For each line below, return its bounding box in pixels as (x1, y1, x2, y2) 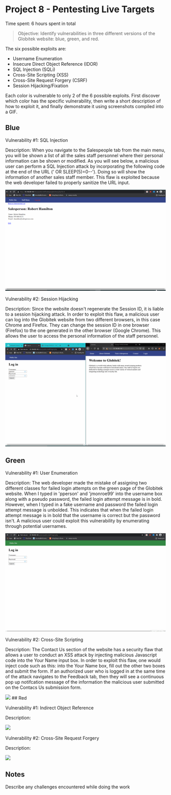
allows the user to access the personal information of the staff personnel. (5, 333, 159, 339)
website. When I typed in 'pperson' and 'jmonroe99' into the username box (5, 491, 163, 497)
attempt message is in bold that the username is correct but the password (5, 512, 160, 518)
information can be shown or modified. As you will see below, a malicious (5, 158, 159, 164)
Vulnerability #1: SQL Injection (5, 137, 68, 143)
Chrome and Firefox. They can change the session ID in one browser (5, 322, 150, 328)
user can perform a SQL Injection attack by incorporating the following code (5, 163, 165, 169)
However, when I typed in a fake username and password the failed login (5, 501, 158, 507)
